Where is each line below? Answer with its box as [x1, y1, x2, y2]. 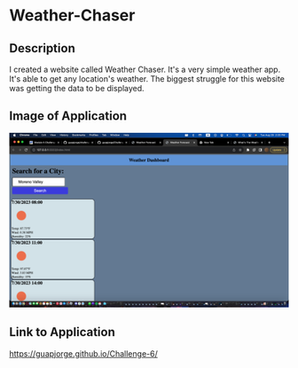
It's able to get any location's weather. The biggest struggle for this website [9, 74, 286, 84]
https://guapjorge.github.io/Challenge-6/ [9, 348, 158, 359]
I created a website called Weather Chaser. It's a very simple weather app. [9, 64, 281, 74]
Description [9, 41, 75, 56]
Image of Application [9, 108, 127, 124]
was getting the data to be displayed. [9, 83, 145, 93]
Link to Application [9, 325, 115, 340]
